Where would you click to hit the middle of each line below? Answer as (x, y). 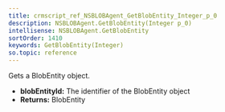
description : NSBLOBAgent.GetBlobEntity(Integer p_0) (100, 23)
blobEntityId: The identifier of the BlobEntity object (105, 91)
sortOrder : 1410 (35, 38)
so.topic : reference (43, 53)
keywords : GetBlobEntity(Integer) (66, 46)
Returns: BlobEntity (53, 100)
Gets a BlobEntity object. (49, 76)
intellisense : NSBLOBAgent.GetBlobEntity (79, 30)
